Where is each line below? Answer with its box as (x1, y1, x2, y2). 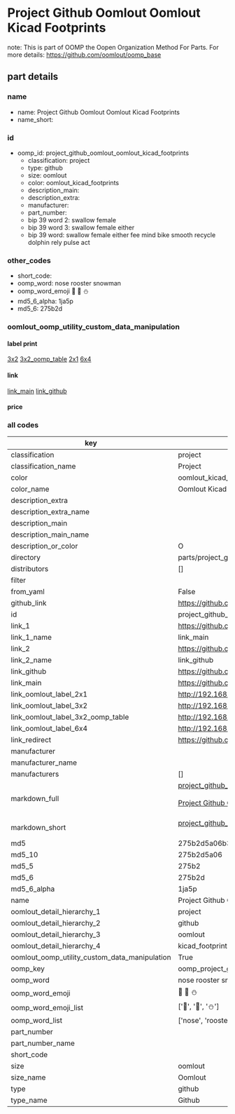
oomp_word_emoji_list (10, 1002, 84, 1012)
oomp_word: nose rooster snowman (17, 279, 121, 288)
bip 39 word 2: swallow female (27, 215, 117, 224)
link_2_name (10, 655, 52, 665)
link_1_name (10, 633, 52, 643)
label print (7, 339, 38, 348)
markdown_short (10, 823, 66, 833)
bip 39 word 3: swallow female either (27, 223, 135, 231)
